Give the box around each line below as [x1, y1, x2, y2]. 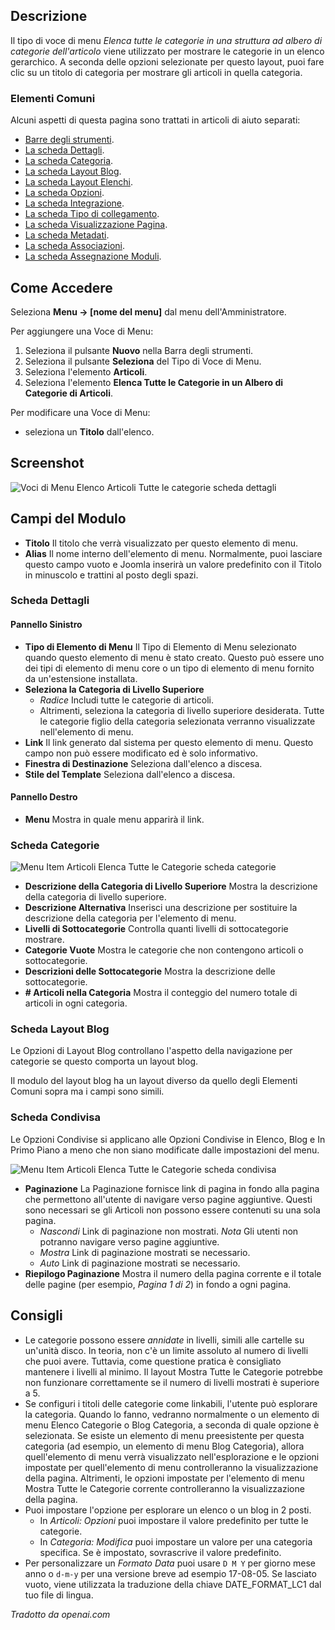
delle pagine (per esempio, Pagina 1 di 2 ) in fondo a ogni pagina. [24, 1278, 292, 1290]
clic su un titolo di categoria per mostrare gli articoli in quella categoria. [10, 66, 303, 78]
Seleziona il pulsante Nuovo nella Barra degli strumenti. [24, 344, 254, 356]
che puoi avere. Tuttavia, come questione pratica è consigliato [24, 1355, 282, 1367]
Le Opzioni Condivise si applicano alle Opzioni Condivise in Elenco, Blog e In [10, 1133, 326, 1145]
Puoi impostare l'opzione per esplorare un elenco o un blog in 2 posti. [24, 1504, 312, 1516]
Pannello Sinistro [10, 619, 83, 631]
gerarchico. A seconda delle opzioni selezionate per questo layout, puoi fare [10, 55, 325, 68]
